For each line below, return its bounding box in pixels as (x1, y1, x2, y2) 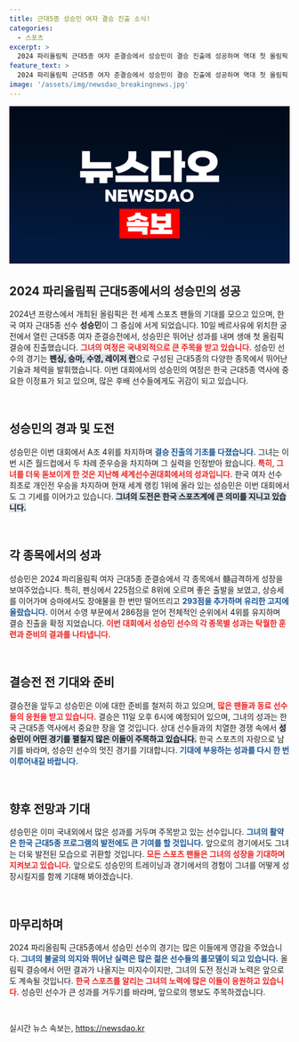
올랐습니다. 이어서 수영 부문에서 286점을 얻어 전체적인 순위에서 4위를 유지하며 (9, 606, 281, 618)
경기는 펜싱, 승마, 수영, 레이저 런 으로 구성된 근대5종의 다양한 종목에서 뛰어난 (25, 353, 287, 364)
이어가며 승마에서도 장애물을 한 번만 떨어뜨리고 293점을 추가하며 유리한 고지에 (18, 595, 289, 606)
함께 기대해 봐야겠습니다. (47, 871, 133, 882)
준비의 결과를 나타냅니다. (25, 628, 111, 640)
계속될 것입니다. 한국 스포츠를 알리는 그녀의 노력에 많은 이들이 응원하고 (18, 975, 261, 987)
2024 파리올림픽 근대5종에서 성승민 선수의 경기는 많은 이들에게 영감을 (9, 942, 252, 953)
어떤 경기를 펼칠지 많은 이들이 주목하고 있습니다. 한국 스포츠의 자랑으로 (32, 733, 276, 744)
